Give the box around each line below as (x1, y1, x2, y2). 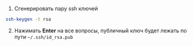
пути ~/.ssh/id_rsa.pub (14, 33, 73, 40)
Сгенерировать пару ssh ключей (14, 5, 98, 12)
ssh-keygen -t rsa (5, 17, 51, 22)
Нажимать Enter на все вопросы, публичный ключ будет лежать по (14, 27, 187, 34)
